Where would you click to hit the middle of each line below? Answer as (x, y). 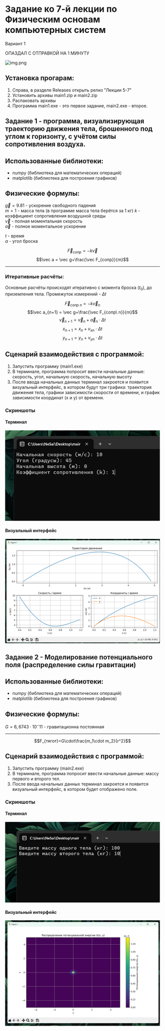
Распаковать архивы (34, 100)
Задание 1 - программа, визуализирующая (75, 121)
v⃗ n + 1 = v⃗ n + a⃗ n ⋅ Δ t (82, 321)
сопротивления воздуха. (45, 144)
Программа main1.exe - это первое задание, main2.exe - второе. (80, 106)
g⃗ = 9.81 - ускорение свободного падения (51, 205)
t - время (15, 236)
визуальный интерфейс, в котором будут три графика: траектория (82, 387)
